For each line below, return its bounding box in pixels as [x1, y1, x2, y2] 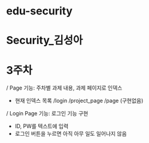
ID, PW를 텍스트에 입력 [14, 123, 69, 130]
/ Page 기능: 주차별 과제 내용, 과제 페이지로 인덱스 [6, 84, 123, 91]
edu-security [6, 4, 73, 18]
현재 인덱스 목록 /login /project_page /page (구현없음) [14, 97, 144, 105]
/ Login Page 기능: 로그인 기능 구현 [6, 110, 89, 117]
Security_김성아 [6, 34, 83, 47]
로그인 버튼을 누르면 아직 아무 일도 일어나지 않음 [14, 130, 127, 138]
